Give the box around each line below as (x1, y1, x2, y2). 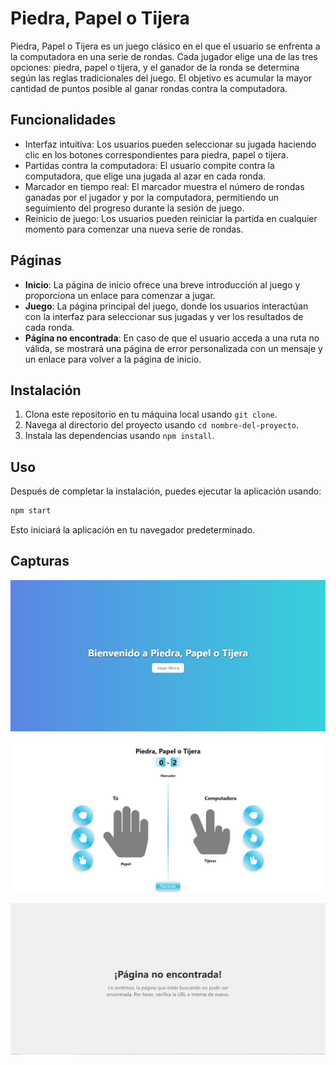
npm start (10, 506, 52, 516)
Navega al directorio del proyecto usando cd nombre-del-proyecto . (24, 419, 300, 431)
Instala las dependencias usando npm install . (24, 430, 215, 442)
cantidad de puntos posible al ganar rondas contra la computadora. (10, 82, 288, 94)
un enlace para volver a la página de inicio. (24, 353, 202, 365)
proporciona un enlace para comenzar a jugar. (24, 289, 216, 301)
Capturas (10, 553, 70, 570)
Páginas (10, 252, 62, 269)
